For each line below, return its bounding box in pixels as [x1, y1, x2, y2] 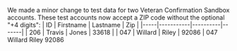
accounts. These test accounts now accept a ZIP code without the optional [7, 13, 225, 22]
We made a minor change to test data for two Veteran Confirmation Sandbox [7, 6, 230, 14]
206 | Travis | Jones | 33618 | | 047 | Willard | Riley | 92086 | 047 [29, 28, 218, 36]
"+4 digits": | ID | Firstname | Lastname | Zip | [7, 21, 140, 29]
